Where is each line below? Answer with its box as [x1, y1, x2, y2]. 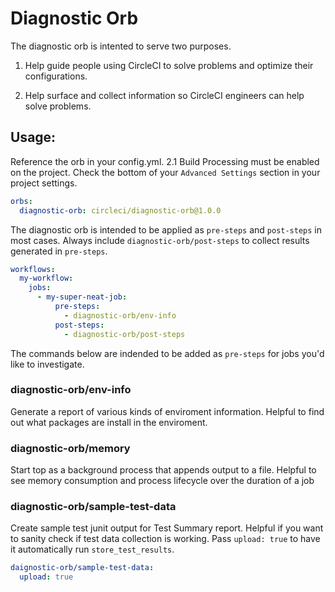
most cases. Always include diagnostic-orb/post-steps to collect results [10, 234, 310, 246]
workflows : [10, 264, 56, 274]
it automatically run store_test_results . [10, 543, 175, 556]
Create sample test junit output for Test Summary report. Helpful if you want [10, 522, 324, 534]
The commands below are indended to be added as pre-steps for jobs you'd [10, 347, 325, 359]
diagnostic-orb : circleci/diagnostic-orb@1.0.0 [19, 205, 222, 216]
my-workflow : [19, 273, 74, 284]
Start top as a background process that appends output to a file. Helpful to [10, 464, 317, 476]
